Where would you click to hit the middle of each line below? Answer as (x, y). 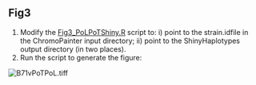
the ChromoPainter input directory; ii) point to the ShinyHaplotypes (130, 41)
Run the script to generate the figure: (81, 57)
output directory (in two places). (73, 49)
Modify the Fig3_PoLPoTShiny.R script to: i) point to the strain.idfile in (134, 32)
